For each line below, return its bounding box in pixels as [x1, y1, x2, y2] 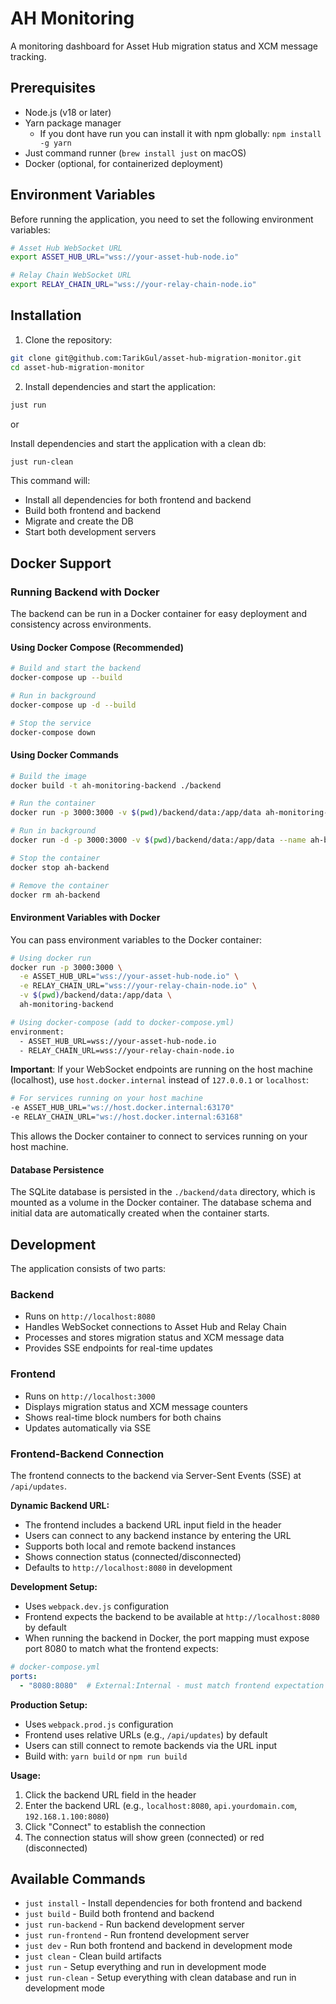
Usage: [10, 1769, 42, 1781]
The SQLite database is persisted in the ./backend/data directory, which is [10, 1186, 316, 1198]
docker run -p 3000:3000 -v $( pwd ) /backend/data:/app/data [10, 808, 262, 818]
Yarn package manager [24, 117, 122, 129]
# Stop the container [10, 853, 101, 863]
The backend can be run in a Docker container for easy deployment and [10, 608, 308, 620]
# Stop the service [10, 718, 92, 728]
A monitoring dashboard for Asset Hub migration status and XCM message [10, 40, 319, 52]
